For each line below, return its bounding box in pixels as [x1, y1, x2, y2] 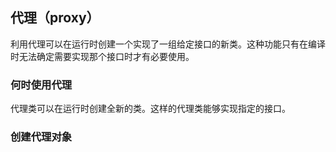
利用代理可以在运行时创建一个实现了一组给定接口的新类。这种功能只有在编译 [10, 38, 326, 50]
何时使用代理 [10, 78, 73, 92]
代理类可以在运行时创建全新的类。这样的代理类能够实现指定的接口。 [10, 103, 291, 115]
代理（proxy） [10, 9, 100, 27]
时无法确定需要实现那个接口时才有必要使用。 [10, 50, 195, 62]
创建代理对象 [10, 130, 73, 144]
